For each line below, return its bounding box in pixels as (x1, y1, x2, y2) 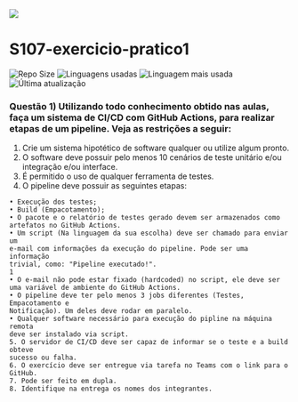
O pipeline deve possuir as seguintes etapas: (21, 181, 187, 191)
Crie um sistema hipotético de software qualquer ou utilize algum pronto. (21, 142, 290, 154)
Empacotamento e (9, 299, 69, 308)
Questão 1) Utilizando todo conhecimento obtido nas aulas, (9, 100, 270, 112)
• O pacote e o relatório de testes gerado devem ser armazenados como (9, 213, 280, 222)
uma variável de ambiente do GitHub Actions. (9, 284, 181, 293)
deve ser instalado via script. (9, 330, 129, 339)
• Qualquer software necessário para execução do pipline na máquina (9, 315, 273, 324)
